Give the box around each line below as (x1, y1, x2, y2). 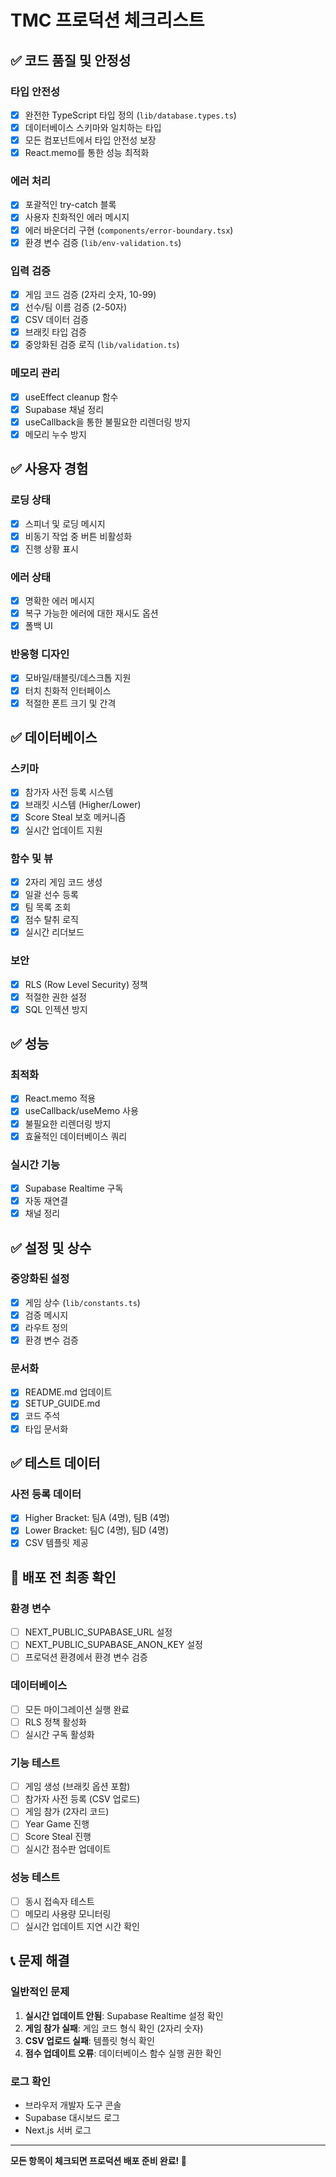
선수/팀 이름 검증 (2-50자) (24, 301, 128, 313)
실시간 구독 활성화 (24, 1728, 95, 1740)
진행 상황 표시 (24, 542, 79, 555)
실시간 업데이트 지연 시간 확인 (24, 1920, 140, 1932)
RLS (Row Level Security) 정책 (24, 978, 148, 990)
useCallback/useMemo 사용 (24, 1105, 139, 1117)
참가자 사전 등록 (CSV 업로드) (24, 1793, 141, 1805)
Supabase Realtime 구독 (24, 1182, 124, 1194)
